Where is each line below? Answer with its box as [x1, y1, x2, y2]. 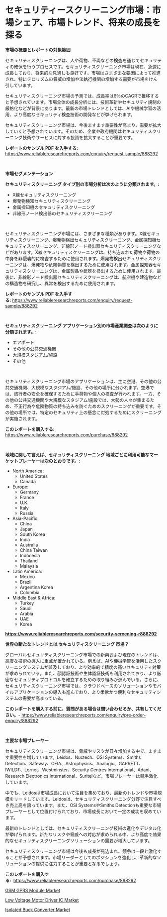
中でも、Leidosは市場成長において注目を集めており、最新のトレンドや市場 [5, 790, 158, 796]
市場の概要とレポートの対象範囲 [5, 47, 71, 53]
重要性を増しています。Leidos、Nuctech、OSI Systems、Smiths [9, 754, 141, 760]
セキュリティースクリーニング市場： [5, 4, 153, 16]
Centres [90, 767, 107, 773]
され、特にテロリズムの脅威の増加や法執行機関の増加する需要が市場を [5, 76, 149, 82]
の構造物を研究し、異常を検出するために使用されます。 [5, 280, 118, 286]
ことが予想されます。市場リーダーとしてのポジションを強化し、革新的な [9, 854, 158, 860]
